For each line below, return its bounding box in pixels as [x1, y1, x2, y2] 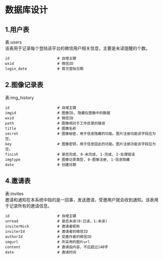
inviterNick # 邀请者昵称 [5, 224, 80, 229]
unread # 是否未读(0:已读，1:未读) [5, 219, 108, 223]
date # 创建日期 [5, 162, 76, 167]
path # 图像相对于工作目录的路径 [5, 120, 106, 126]
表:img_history [5, 95, 34, 100]
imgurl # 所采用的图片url [5, 239, 90, 244]
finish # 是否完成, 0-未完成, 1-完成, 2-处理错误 [5, 152, 135, 157]
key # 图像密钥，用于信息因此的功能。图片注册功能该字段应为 [5, 141, 156, 146]
